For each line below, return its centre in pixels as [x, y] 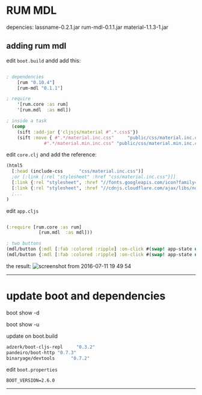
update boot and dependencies [86, 296]
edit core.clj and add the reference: [52, 155]
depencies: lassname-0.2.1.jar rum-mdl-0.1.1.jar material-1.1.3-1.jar [87, 27]
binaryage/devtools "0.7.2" [48, 358]
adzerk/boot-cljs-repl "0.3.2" [51, 347]
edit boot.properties [32, 370]
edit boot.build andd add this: [44, 60]
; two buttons [24, 243]
